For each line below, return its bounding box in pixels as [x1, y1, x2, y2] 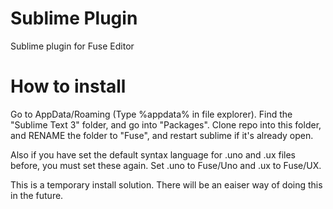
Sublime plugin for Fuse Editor [10, 40, 135, 52]
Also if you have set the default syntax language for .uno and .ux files [10, 148, 296, 161]
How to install [10, 75, 127, 98]
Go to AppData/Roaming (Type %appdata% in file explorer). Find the [10, 108, 293, 120]
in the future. [10, 189, 64, 201]
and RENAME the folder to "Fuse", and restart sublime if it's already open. [10, 129, 314, 141]
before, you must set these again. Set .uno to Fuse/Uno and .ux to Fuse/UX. [10, 159, 322, 171]
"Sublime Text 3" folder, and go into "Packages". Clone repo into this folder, [10, 118, 322, 131]
